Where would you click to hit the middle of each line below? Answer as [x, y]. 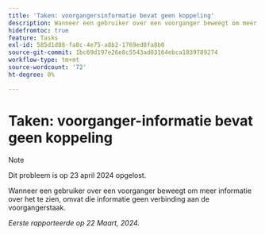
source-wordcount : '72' [48, 67]
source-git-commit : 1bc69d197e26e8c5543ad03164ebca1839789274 [113, 52]
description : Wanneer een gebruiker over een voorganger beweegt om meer [133, 23]
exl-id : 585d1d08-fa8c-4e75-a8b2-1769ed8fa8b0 [86, 45]
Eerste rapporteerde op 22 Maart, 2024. [74, 222]
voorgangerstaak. [37, 207]
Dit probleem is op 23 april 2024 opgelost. [77, 175]
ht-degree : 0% [32, 75]
